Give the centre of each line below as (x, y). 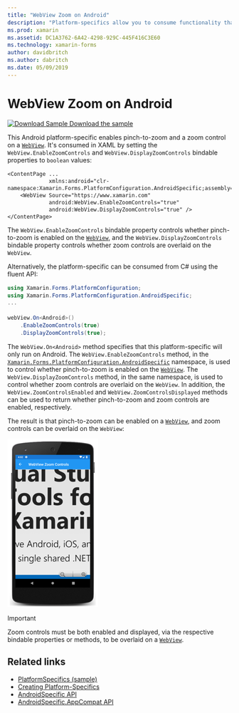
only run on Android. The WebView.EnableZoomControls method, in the (108, 354)
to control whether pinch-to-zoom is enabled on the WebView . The (103, 369)
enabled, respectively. (40, 407)
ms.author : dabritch (38, 61)
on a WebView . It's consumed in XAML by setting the (83, 145)
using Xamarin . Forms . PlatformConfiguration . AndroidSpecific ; (100, 296)
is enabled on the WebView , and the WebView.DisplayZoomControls (128, 237)
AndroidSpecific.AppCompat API (65, 702)
